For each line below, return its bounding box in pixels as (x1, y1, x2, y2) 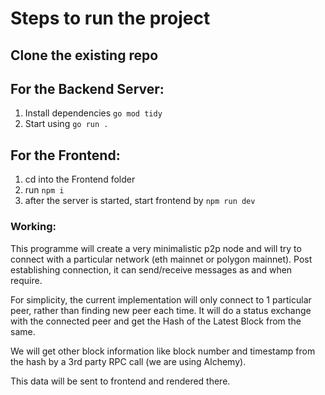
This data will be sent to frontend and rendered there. (10, 375, 231, 387)
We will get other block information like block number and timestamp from (10, 345, 316, 357)
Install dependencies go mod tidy (24, 107, 163, 119)
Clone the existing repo (10, 47, 159, 64)
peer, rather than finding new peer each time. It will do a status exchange (10, 304, 312, 316)
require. (10, 274, 43, 286)
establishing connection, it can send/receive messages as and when (10, 263, 293, 276)
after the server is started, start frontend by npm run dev (24, 195, 256, 207)
